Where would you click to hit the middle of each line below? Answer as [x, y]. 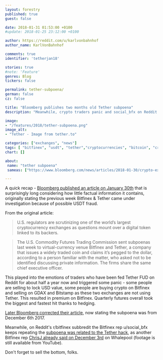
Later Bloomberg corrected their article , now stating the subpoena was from [81, 313]
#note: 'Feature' [23, 72]
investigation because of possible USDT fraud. [52, 204]
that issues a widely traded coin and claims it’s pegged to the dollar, [85, 252]
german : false [19, 94]
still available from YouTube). [34, 343]
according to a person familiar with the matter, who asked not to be [84, 258]
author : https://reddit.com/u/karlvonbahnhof [52, 41]
